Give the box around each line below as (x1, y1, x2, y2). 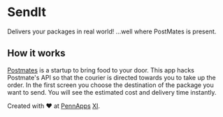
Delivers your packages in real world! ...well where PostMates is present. (7, 27, 217, 36)
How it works (7, 47, 66, 59)
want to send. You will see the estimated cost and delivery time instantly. (7, 88, 217, 96)
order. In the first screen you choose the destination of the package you (7, 81, 215, 89)
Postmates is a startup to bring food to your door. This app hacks (7, 65, 194, 74)
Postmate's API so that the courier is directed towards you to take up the (7, 73, 216, 81)
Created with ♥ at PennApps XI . (7, 102, 100, 110)
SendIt (7, 4, 47, 20)
